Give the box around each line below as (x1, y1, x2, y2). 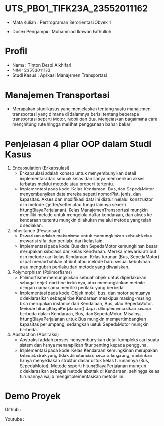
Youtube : (5, 416, 24, 422)
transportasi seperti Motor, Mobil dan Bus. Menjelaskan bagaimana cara (12, 116, 158, 122)
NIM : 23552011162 (12, 67, 51, 73)
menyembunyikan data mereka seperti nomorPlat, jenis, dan (19, 191, 141, 197)
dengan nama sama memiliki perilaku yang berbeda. (19, 284, 125, 290)
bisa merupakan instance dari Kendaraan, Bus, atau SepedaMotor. (19, 300, 153, 306)
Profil (5, 46, 28, 57)
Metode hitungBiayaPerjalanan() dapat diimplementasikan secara (19, 306, 151, 311)
